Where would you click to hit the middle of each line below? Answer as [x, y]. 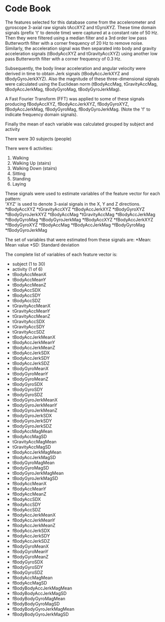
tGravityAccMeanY [31, 311]
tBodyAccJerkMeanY [34, 342]
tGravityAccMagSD [32, 447]
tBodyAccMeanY [29, 280]
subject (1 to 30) [29, 264]
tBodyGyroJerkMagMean [38, 473]
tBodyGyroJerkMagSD [35, 478]
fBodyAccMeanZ [29, 494]
